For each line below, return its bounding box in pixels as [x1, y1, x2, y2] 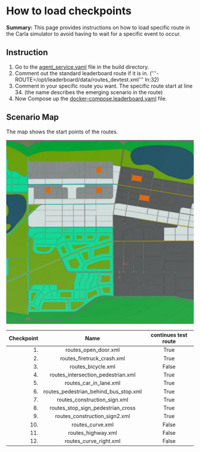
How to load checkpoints [6, 4, 132, 18]
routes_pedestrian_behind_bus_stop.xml [43, 388, 142, 395]
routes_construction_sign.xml [57, 396, 129, 403]
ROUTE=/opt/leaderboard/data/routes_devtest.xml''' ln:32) [14, 76, 160, 83]
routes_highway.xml [68, 429, 117, 436]
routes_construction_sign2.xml [55, 413, 130, 420]
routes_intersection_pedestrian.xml [49, 371, 136, 379]
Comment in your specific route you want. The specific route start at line [14, 82, 193, 89]
